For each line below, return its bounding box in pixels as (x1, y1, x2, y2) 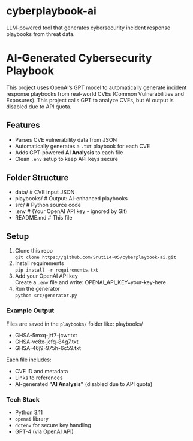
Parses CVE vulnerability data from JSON (14, 136, 117, 143)
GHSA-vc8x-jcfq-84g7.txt (14, 338, 79, 345)
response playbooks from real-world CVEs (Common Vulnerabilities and (6, 90, 185, 97)
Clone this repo (14, 247, 53, 254)
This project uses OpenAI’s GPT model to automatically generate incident (6, 84, 187, 91)
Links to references (14, 374, 63, 381)
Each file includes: (6, 356, 52, 363)
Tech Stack (6, 395, 40, 403)
